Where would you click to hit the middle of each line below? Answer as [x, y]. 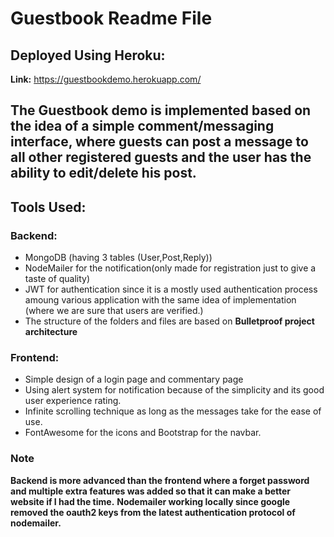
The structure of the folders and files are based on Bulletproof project [169, 321]
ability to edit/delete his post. [103, 173]
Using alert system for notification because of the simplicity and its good [174, 390]
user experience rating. [73, 401]
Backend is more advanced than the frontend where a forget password [160, 480]
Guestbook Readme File [111, 18]
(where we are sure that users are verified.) [114, 311]
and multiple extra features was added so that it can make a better [151, 491]
